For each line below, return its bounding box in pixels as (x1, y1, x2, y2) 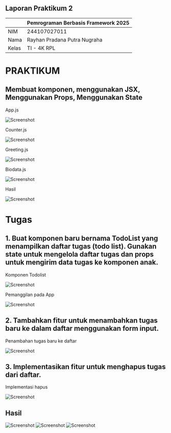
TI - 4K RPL (27, 44, 56, 52)
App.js (5, 107, 19, 113)
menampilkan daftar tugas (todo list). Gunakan (5, 242, 157, 251)
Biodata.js (5, 166, 27, 172)
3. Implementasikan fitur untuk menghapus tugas (5, 362, 166, 371)
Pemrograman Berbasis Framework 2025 (27, 19, 130, 26)
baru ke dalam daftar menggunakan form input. (5, 324, 159, 333)
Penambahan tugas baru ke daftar (5, 337, 77, 344)
